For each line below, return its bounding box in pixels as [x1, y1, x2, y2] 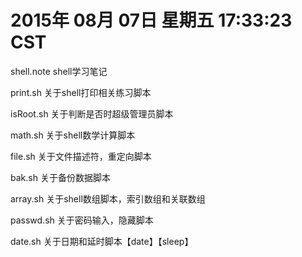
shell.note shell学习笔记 [10, 65, 108, 77]
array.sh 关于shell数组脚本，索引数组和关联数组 [10, 192, 206, 205]
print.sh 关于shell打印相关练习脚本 [10, 86, 152, 98]
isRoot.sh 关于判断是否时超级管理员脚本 [10, 107, 174, 120]
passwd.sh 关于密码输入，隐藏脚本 [10, 214, 154, 226]
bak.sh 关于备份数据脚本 [10, 171, 111, 183]
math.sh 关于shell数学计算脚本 [10, 129, 136, 141]
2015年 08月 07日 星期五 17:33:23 [10, 9, 293, 32]
